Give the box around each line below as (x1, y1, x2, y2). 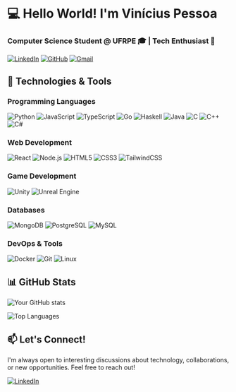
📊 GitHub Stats (7, 276, 76, 288)
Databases (7, 205, 45, 215)
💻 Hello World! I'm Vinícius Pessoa (7, 6, 218, 22)
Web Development (7, 138, 73, 148)
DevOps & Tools (7, 238, 63, 248)
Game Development (7, 171, 77, 181)
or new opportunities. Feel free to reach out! (7, 363, 135, 372)
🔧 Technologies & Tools (7, 75, 112, 87)
